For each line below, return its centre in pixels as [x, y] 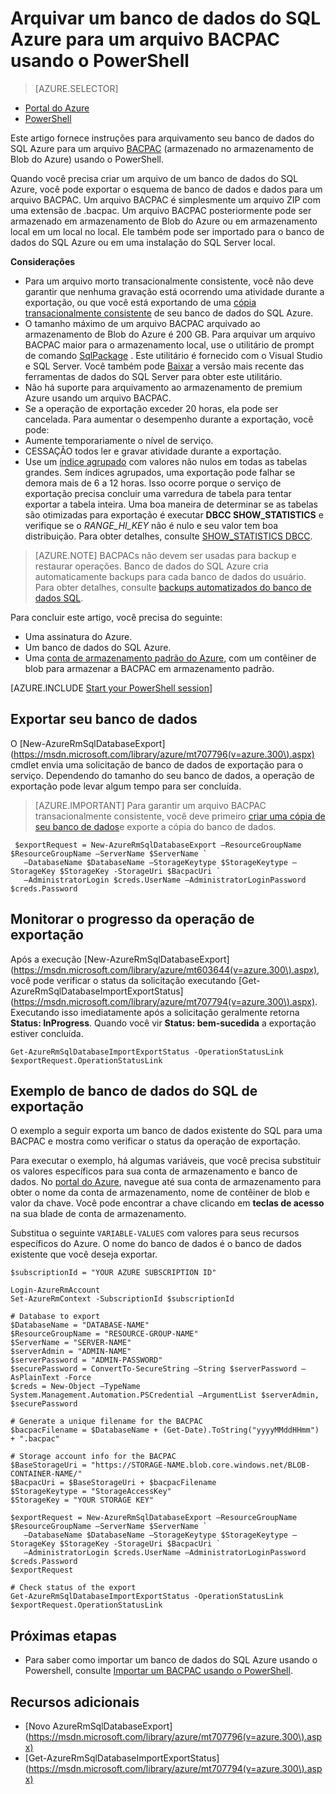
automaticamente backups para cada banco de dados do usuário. [170, 576]
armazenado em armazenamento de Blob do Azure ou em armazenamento [164, 221]
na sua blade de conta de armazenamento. [98, 1214]
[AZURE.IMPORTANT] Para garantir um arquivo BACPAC [150, 805]
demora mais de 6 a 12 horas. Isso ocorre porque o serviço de [153, 483]
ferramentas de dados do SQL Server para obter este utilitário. [153, 376]
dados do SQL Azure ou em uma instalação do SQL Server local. [143, 242]
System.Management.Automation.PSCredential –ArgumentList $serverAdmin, [165, 1395]
